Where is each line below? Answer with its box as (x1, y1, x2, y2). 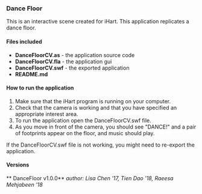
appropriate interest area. (14, 110, 78, 118)
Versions (6, 161, 30, 169)
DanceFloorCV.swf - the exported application (14, 64, 130, 71)
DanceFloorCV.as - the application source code (14, 51, 135, 58)
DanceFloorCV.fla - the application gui (14, 58, 112, 65)
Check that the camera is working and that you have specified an (14, 104, 177, 111)
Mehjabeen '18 (6, 181, 43, 188)
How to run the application (6, 84, 74, 91)
